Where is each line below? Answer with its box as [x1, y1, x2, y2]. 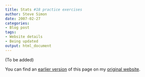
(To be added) [5, 57, 34, 62]
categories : [5, 20, 29, 26]
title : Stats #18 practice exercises [5, 7, 83, 12]
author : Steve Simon [5, 12, 48, 17]
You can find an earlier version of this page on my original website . [5, 66, 141, 72]
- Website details [5, 35, 43, 39]
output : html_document [5, 43, 52, 48]
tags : [5, 30, 16, 35]
